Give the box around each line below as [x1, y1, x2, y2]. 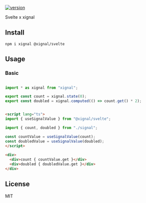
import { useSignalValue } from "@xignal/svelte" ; [5, 116, 111, 121]
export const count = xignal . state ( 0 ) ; [5, 94, 87, 99]
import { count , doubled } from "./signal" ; [5, 125, 98, 130]
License [5, 180, 30, 188]
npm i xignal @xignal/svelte [5, 41, 65, 46]
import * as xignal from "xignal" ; [5, 85, 78, 90]
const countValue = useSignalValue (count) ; [5, 134, 96, 139]
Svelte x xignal [5, 14, 35, 20]
